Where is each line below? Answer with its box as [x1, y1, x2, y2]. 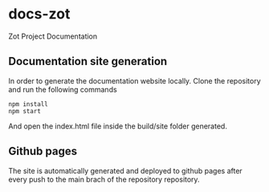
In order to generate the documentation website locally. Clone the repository [8, 76, 261, 85]
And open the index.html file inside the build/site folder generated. [8, 121, 227, 131]
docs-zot [8, 5, 71, 23]
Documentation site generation [8, 55, 168, 68]
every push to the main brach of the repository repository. [8, 174, 200, 184]
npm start [8, 107, 42, 115]
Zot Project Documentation [8, 31, 98, 41]
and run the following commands [8, 84, 118, 94]
